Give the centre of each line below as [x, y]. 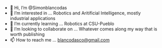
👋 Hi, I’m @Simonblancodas [38, 8]
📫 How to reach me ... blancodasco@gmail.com [60, 40]
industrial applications [33, 18]
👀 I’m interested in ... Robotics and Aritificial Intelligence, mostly [75, 13]
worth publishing [27, 34]
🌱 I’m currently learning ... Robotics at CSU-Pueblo [62, 23]
